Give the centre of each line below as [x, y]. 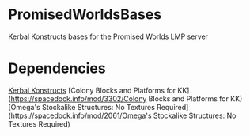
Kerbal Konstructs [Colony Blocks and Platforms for [92, 90]
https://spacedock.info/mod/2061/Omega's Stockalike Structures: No [123, 115]
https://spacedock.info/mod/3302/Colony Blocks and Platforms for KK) [127, 98]
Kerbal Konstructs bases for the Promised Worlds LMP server [108, 36]
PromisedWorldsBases [85, 15]
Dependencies [57, 68]
